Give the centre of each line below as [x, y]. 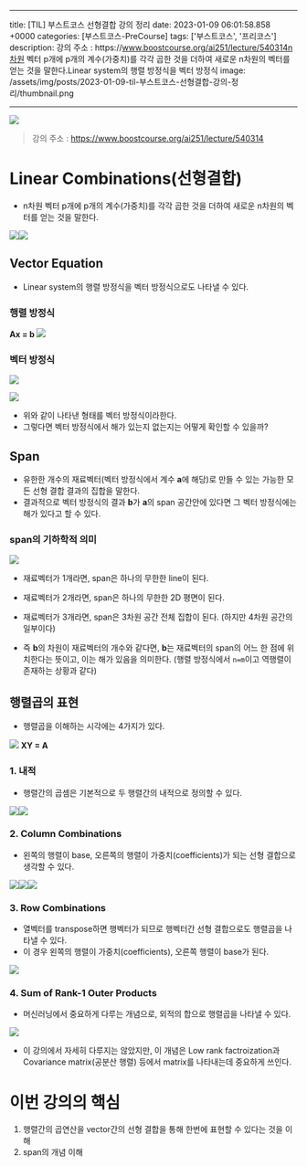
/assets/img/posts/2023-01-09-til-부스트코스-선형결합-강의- [120, 82]
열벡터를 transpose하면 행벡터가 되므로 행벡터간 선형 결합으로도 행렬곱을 [153, 929]
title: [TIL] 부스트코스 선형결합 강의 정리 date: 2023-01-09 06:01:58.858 [140, 25]
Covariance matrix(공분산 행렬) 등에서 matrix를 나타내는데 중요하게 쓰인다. [157, 1062]
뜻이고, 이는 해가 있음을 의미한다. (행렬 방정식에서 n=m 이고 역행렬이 [173, 660]
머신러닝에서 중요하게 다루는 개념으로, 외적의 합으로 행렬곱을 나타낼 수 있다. [157, 1014]
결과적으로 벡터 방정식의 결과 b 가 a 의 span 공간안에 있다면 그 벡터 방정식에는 [159, 503]
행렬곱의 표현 [44, 702]
